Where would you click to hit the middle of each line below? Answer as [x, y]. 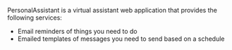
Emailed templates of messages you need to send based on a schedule [121, 39]
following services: [35, 18]
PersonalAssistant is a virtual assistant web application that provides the [112, 10]
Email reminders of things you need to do [77, 31]
